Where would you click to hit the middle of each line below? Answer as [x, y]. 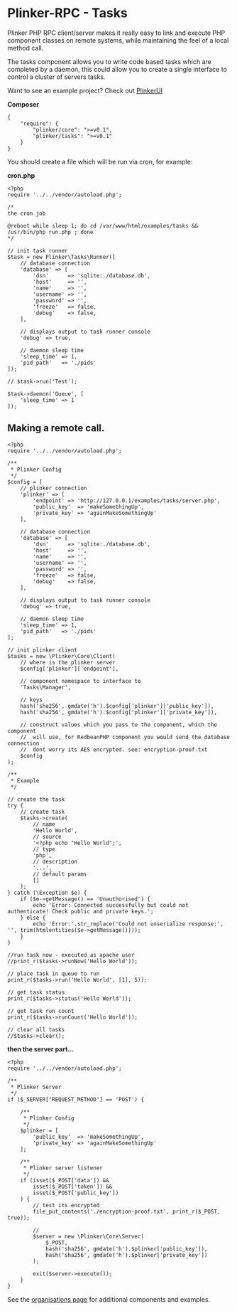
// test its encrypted [66, 1205]
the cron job [27, 213]
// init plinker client [43, 650]
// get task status [36, 992]
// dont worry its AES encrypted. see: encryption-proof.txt [114, 749]
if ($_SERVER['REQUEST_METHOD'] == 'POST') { [76, 1099]
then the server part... [41, 1049]
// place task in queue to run [54, 973]
